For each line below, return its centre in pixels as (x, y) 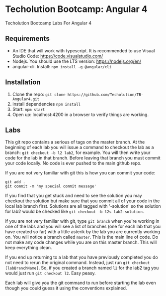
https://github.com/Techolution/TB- (105, 95)
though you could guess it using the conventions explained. (66, 288)
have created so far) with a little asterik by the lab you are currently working (83, 232)
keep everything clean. (29, 248)
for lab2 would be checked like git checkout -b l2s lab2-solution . (75, 212)
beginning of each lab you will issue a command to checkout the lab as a (80, 148)
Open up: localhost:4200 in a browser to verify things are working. (81, 114)
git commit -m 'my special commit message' (51, 186)
